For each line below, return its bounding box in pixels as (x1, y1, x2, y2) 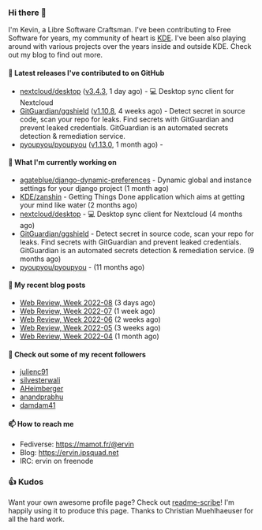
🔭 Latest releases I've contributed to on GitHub (8, 68, 165, 77)
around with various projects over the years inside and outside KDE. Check (8, 42, 252, 51)
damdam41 (19, 401, 56, 410)
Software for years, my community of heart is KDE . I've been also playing (8, 33, 246, 43)
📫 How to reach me (8, 419, 74, 428)
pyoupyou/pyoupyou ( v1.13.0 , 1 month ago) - (19, 140, 163, 149)
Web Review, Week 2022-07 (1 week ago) (19, 306, 155, 315)
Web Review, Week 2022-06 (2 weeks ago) (19, 315, 162, 324)
